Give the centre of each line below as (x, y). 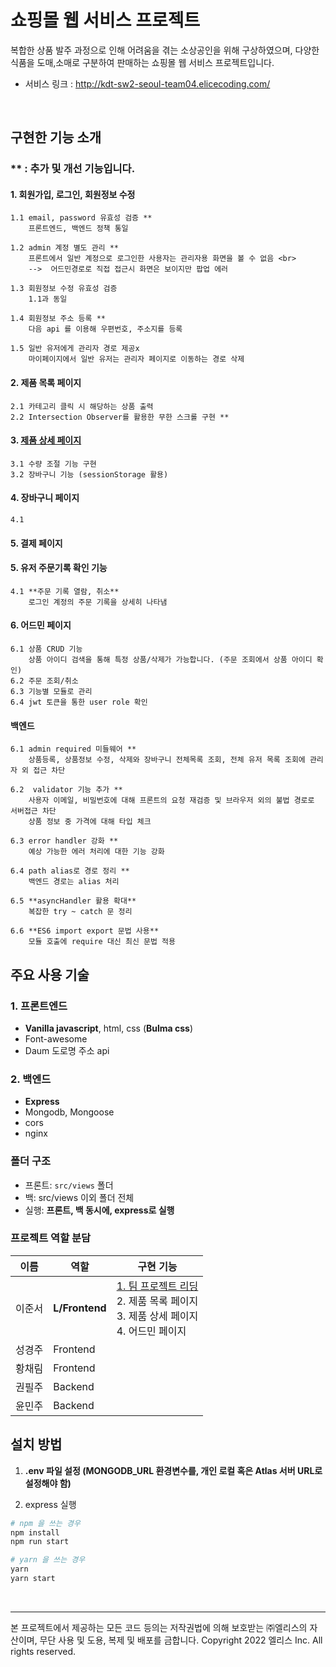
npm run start (40, 1542)
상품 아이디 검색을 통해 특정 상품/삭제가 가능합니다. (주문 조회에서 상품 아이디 (170, 660)
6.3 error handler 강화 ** (64, 841)
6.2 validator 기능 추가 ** (66, 790)
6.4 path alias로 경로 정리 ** (70, 871)
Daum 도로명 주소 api (67, 1050)
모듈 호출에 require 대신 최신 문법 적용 (102, 942)
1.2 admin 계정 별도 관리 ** (65, 248)
